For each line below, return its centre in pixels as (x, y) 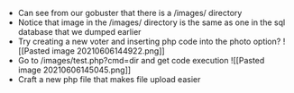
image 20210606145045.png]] (74, 70)
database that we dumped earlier (79, 32)
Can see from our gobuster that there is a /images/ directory (130, 13)
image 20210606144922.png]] (108, 51)
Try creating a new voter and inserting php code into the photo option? (149, 41)
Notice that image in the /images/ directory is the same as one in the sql (152, 22)
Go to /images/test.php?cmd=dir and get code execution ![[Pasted (141, 60)
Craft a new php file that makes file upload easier (109, 79)
